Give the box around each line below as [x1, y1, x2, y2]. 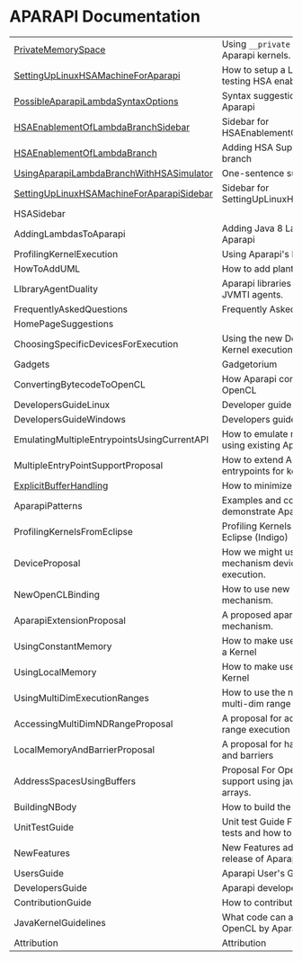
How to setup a [221, 63, 286, 76]
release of [221, 852, 265, 865]
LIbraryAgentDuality [13, 282, 99, 295]
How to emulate [221, 427, 289, 440]
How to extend [221, 453, 284, 466]
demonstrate [221, 505, 276, 518]
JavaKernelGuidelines [13, 916, 106, 929]
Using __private [221, 38, 290, 50]
